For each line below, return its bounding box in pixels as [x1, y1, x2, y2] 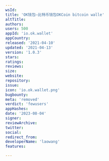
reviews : [5, 64, 24, 69]
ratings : [5, 59, 24, 64]
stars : [5, 54, 19, 60]
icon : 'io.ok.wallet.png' [5, 87, 60, 93]
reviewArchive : [5, 120, 38, 126]
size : [5, 69, 17, 74]
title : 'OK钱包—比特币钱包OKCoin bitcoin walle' [5, 12, 105, 17]
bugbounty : [5, 92, 28, 97]
